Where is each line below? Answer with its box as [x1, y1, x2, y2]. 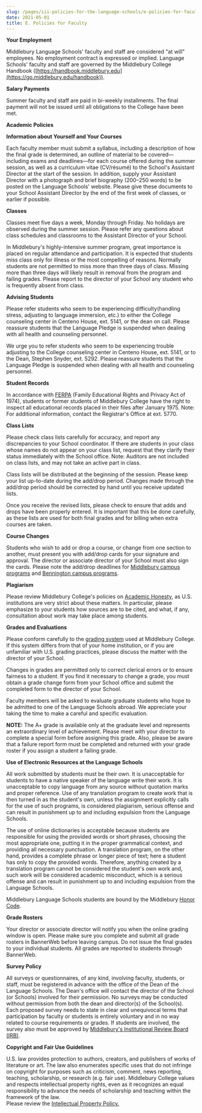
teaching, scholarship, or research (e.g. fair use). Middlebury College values [6, 1075, 195, 1082]
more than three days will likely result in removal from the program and [6, 269, 182, 277]
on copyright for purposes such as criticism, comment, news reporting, [6, 1068, 183, 1075]
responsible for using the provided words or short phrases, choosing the [6, 833, 186, 841]
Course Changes [6, 533, 49, 540]
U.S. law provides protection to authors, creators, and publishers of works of [6, 1055, 196, 1062]
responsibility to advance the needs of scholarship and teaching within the [6, 1087, 191, 1094]
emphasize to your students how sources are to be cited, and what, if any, [6, 606, 189, 613]
